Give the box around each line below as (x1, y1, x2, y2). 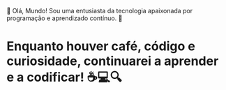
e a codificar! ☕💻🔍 (6, 70, 123, 85)
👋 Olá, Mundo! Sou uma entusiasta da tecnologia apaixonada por (6, 7, 193, 15)
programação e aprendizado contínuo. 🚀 (6, 14, 123, 22)
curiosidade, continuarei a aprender (6, 53, 219, 69)
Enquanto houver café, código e (6, 38, 196, 54)
